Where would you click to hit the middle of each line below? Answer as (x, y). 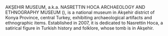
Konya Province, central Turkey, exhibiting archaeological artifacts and (79, 18)
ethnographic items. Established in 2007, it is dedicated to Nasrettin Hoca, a (84, 23)
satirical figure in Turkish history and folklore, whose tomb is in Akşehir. (80, 28)
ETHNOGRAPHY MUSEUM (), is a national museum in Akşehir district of (80, 12)
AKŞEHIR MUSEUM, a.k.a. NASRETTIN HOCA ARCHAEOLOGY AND (75, 7)
